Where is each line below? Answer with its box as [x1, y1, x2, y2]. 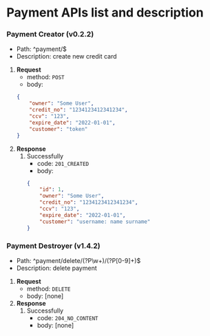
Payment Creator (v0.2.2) [6, 30, 94, 39]
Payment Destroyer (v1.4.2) [6, 241, 101, 251]
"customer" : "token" [29, 125, 88, 132]
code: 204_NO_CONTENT [36, 313, 98, 322]
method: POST [26, 73, 65, 81]
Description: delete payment [16, 264, 97, 272]
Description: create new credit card [16, 52, 118, 61]
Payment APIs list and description [6, 5, 204, 21]
